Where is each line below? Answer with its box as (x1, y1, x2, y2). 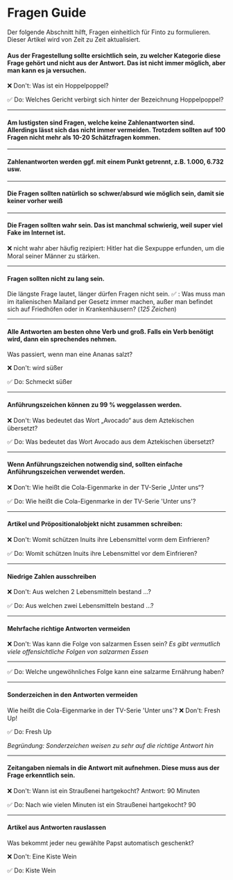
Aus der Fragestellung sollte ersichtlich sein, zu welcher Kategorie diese (7, 51, 221, 60)
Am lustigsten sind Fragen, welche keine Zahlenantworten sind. (7, 118, 196, 127)
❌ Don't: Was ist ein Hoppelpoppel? (7, 81, 109, 90)
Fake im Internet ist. (7, 228, 66, 237)
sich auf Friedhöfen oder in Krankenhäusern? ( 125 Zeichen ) (7, 305, 177, 314)
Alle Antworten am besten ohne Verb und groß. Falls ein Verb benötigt (7, 327, 214, 335)
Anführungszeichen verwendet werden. (7, 467, 126, 476)
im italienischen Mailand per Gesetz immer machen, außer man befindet (7, 298, 213, 306)
